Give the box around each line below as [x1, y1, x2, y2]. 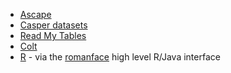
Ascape [19, 9, 52, 20]
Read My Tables [19, 30, 87, 41]
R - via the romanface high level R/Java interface [19, 51, 221, 63]
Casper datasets [19, 19, 88, 31]
